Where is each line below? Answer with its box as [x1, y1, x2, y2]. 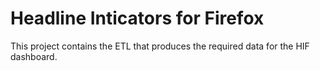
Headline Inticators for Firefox [10, 7, 265, 30]
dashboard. [10, 50, 58, 62]
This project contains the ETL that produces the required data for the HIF [10, 40, 310, 52]
